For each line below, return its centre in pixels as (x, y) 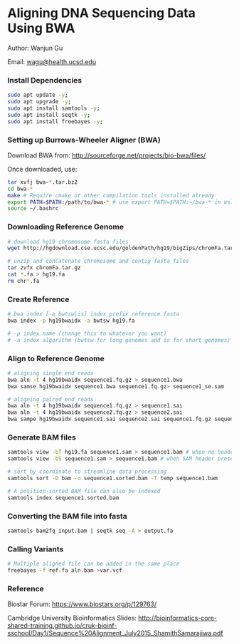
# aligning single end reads (51, 373)
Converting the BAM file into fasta (67, 516)
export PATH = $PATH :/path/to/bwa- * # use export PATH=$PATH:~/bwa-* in (114, 202)
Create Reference (38, 299)
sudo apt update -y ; (38, 95)
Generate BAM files (42, 437)
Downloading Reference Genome (66, 227)
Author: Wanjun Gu (35, 48)
